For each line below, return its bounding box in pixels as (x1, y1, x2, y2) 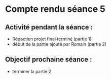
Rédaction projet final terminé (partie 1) (12, 36, 92, 42)
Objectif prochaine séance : (5, 55, 92, 64)
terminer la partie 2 (12, 68, 52, 74)
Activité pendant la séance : (5, 23, 93, 31)
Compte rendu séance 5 (5, 3, 106, 15)
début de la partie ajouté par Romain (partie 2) (12, 41, 107, 47)
